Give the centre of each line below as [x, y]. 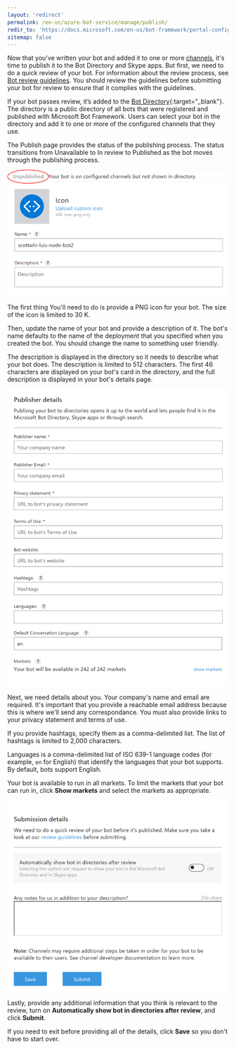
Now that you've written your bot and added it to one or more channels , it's [116, 58]
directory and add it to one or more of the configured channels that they [111, 124]
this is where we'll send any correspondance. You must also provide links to [117, 712]
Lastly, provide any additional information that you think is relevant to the [112, 1003]
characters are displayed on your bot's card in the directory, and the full [111, 371]
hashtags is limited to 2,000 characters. [65, 741]
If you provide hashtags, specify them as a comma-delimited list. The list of [116, 733]
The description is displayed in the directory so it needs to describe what [113, 357]
